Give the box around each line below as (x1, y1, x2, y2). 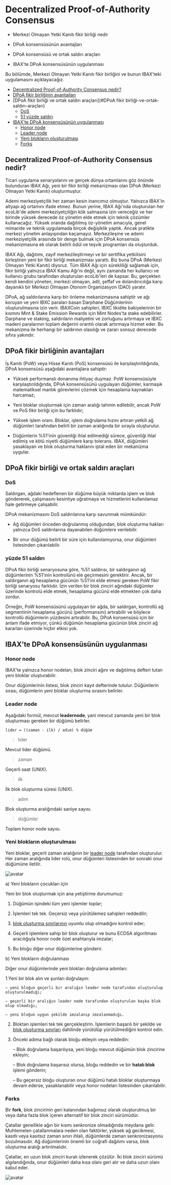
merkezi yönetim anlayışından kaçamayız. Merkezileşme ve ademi (5, 230, 144, 236)
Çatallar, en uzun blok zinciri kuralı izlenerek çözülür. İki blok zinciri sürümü (5, 1154, 163, 1160)
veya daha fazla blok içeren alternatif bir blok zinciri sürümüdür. (5, 1112, 139, 1119)
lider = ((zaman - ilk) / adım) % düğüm (5, 727, 93, 732)
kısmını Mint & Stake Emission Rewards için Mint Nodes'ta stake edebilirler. (5, 310, 163, 316)
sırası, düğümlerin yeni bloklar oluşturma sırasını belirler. (5, 688, 124, 694)
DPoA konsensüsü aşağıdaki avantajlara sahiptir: (5, 366, 107, 372)
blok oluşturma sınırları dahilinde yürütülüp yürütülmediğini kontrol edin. (12, 1026, 164, 1033)
